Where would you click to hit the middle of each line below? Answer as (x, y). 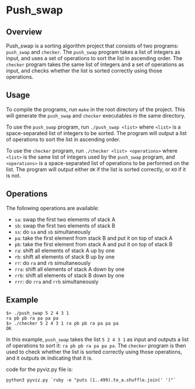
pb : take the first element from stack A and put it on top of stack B (93, 244)
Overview (24, 32)
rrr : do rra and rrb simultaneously (56, 281)
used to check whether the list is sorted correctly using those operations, (94, 352)
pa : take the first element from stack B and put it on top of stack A (93, 238)
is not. (13, 175)
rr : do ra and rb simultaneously (53, 263)
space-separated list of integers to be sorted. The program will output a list (96, 133)
